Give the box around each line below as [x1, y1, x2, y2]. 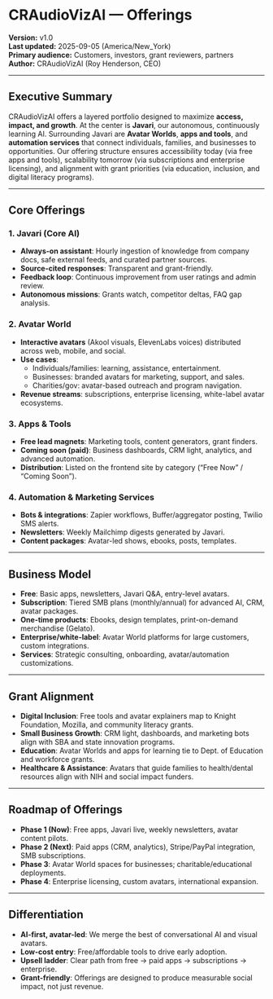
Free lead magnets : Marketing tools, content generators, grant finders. [19, 437, 258, 447]
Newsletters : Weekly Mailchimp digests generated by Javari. [19, 527, 225, 537]
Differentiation [8, 908, 84, 922]
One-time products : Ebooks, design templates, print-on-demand [19, 615, 238, 625]
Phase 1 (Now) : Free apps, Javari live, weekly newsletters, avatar [19, 825, 239, 834]
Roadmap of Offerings [8, 803, 123, 816]
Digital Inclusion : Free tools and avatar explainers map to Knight [19, 711, 236, 720]
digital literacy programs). [8, 172, 95, 182]
